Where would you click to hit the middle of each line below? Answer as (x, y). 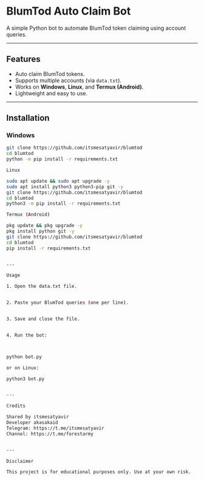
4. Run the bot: (27, 335)
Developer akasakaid (32, 423)
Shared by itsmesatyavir (38, 417)
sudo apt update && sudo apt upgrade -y (58, 181)
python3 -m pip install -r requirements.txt (63, 204)
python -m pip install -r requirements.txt (62, 159)
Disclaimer (20, 461)
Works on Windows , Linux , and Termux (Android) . (79, 87)
